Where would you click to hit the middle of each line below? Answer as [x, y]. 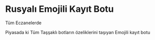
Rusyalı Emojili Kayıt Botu [60, 9]
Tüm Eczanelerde [23, 23]
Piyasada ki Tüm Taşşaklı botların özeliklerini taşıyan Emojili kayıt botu [78, 32]
